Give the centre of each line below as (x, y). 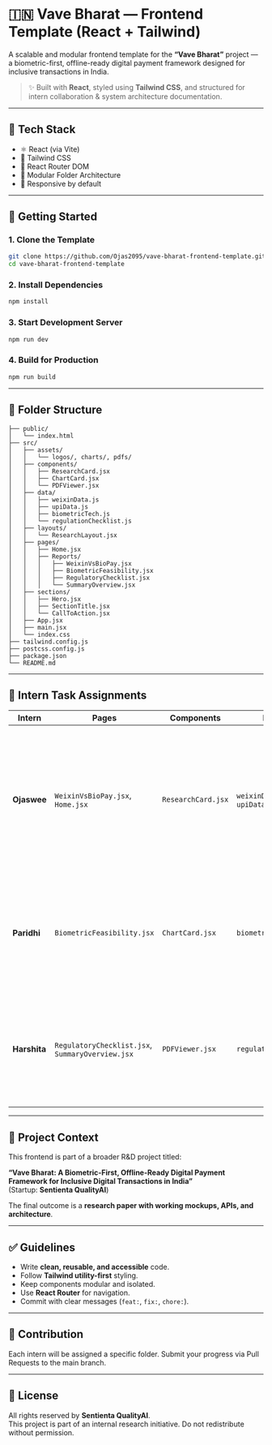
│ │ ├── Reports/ (45, 557)
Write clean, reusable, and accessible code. (95, 1267)
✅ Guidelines (42, 1247)
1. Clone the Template (52, 240)
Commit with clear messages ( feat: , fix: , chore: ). (104, 1301)
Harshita (30, 1049)
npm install (28, 302)
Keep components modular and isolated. (87, 1284)
